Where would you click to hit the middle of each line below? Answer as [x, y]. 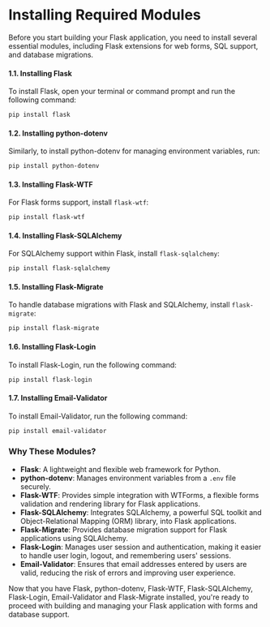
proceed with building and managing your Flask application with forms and [133, 605]
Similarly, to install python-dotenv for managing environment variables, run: [134, 151]
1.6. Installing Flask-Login [52, 346]
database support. [39, 614]
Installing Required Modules [105, 15]
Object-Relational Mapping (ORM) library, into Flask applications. [128, 521]
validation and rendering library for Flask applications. [110, 504]
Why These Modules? [52, 452]
